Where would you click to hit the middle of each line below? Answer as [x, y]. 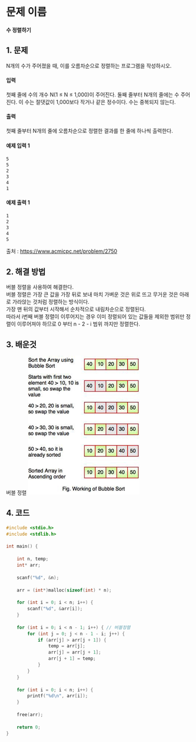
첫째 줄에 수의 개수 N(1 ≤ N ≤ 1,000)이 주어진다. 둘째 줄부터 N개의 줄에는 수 [93, 95]
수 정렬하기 [19, 30]
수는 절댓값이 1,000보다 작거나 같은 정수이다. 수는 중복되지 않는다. [100, 102]
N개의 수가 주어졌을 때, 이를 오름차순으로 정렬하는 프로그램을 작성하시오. [89, 66]
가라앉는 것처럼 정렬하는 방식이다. [51, 302]
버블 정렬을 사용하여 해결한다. [40, 287]
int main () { [22, 546]
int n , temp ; [33, 559]
